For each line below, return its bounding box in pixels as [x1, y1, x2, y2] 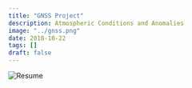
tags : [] [8, 42, 38, 50]
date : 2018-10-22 [8, 34, 66, 42]
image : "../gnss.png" [8, 26, 81, 34]
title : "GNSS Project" [8, 11, 84, 20]
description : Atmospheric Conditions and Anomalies [8, 19, 184, 27]
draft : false [8, 49, 52, 57]
